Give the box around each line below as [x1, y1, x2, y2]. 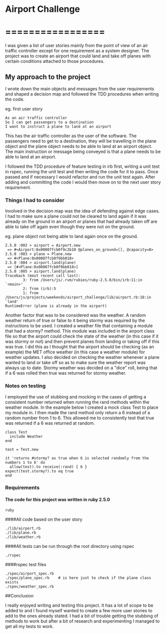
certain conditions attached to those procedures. [5, 58, 105, 64]
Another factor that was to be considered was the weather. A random [5, 312, 146, 318]
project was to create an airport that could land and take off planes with [5, 53, 151, 59]
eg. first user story [5, 105, 43, 112]
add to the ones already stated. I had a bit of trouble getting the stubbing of [5, 613, 159, 619]
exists [5, 580, 19, 585]
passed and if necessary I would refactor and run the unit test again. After [5, 174, 156, 180]
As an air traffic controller [5, 115, 68, 120]
